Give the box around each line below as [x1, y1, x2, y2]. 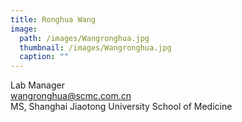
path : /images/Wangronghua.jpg [19, 33, 150, 43]
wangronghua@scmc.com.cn [10, 90, 132, 102]
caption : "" [19, 52, 70, 62]
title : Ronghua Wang [10, 14, 97, 25]
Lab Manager [10, 79, 65, 91]
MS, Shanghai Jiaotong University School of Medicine [10, 101, 233, 113]
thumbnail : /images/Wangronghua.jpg [19, 42, 172, 53]
